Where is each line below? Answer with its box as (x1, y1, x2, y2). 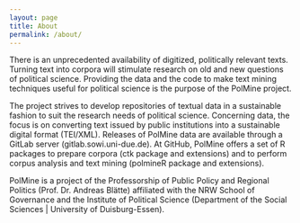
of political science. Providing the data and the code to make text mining (9, 74, 277, 85)
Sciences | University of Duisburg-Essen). (9, 204, 164, 215)
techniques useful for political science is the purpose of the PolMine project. (9, 83, 292, 94)
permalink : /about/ (9, 30, 83, 39)
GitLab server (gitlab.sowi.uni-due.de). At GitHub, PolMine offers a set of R (9, 138, 286, 149)
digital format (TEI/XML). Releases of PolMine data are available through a (9, 129, 283, 140)
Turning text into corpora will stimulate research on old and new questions (9, 64, 285, 75)
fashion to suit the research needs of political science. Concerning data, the (9, 110, 290, 121)
